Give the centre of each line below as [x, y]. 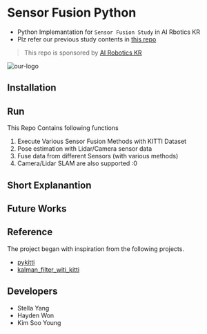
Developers [32, 291]
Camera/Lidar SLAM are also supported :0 [77, 163]
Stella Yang [33, 308]
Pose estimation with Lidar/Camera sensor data [85, 149]
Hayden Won [36, 315]
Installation [32, 88]
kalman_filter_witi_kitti [48, 269]
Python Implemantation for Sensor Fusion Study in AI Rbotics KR [108, 32]
